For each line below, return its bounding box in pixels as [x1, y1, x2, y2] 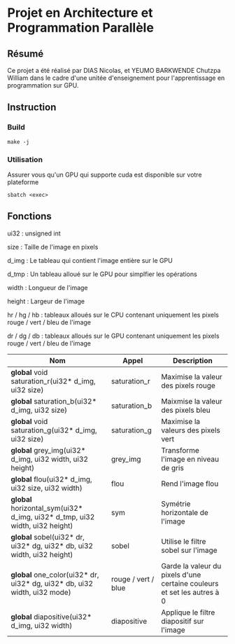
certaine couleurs [160, 578, 219, 588]
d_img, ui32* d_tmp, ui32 [10, 512, 95, 521]
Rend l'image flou [160, 479, 219, 488]
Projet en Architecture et [7, 5, 153, 21]
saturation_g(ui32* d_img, [10, 425, 98, 435]
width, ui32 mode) [10, 587, 71, 597]
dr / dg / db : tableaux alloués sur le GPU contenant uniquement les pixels [7, 331, 220, 340]
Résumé [7, 48, 44, 60]
